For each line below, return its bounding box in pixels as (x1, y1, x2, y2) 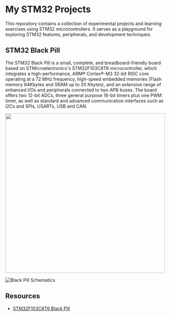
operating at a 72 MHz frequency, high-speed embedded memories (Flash (5, 76, 162, 82)
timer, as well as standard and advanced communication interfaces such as (5, 98, 164, 104)
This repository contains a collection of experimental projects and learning (5, 20, 162, 27)
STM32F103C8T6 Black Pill (12, 305, 70, 311)
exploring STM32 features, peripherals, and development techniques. (5, 31, 152, 37)
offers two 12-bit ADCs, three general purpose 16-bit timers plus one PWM (5, 92, 162, 98)
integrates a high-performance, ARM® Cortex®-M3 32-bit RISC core (5, 70, 149, 77)
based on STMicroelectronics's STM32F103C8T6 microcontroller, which (5, 65, 157, 71)
